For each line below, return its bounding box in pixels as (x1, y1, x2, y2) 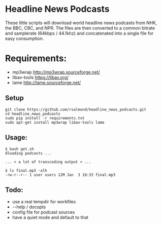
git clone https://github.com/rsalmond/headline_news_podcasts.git (5, 107, 147, 112)
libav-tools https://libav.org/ (12, 74, 69, 80)
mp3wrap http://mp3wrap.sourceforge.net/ (12, 69, 100, 75)
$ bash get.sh (5, 147, 34, 151)
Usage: (5, 133, 28, 142)
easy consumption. (5, 36, 44, 41)
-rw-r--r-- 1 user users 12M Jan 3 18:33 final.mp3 (5, 172, 116, 177)
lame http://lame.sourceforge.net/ (12, 79, 81, 85)
